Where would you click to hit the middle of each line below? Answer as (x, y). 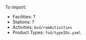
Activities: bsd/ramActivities (42, 27)
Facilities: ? (24, 17)
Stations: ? (23, 22)
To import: (16, 7)
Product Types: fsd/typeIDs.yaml (47, 32)
